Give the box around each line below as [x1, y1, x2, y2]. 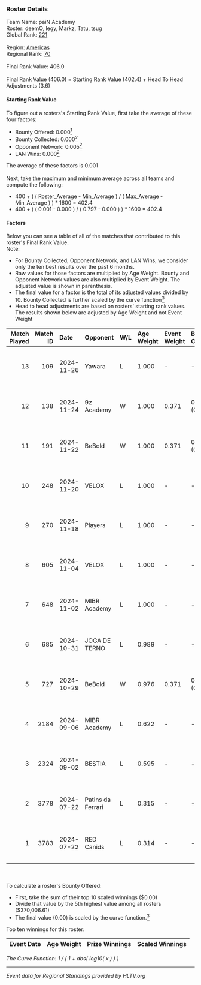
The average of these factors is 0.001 [6, 162, 99, 169]
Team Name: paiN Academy [6, 19, 75, 26]
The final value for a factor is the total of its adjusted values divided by [14, 289, 188, 296]
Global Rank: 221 [6, 31, 48, 38]
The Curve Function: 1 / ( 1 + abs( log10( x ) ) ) [6, 954, 119, 962]
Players [84, 521, 106, 529]
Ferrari [84, 803, 103, 811]
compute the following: [6, 181, 63, 188]
